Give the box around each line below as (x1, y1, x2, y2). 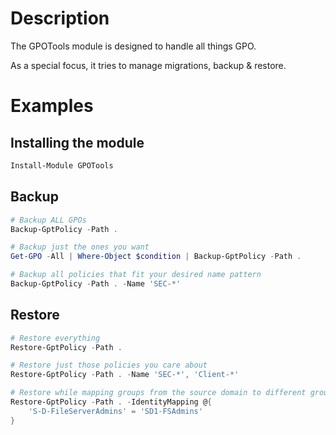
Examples (10, 95, 94, 117)
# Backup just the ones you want (10, 242, 150, 252)
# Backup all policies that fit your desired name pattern (10, 270, 262, 280)
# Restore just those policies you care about (10, 360, 208, 371)
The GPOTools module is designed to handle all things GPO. (10, 40, 257, 52)
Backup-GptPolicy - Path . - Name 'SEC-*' (10, 279, 182, 289)
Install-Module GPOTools (10, 160, 114, 171)
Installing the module (10, 134, 145, 151)
